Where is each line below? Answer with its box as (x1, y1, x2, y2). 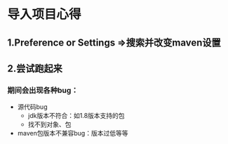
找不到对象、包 (27, 120, 72, 129)
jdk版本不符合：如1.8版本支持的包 (27, 112, 125, 120)
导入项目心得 (7, 6, 82, 22)
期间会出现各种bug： (7, 85, 79, 95)
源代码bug (17, 103, 48, 111)
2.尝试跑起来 (7, 63, 63, 74)
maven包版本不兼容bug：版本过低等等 (17, 129, 128, 138)
